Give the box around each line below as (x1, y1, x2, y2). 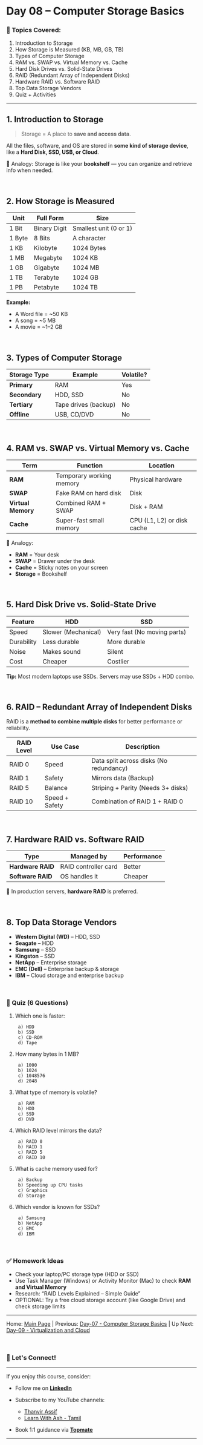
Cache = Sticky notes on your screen (14, 564, 108, 571)
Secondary (9, 390, 42, 399)
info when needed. (6, 166, 53, 174)
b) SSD (18, 1029, 34, 1036)
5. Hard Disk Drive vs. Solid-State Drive (6, 599, 156, 610)
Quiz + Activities (14, 91, 56, 98)
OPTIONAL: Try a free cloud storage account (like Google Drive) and (14, 1296, 185, 1303)
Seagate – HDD (14, 940, 54, 947)
